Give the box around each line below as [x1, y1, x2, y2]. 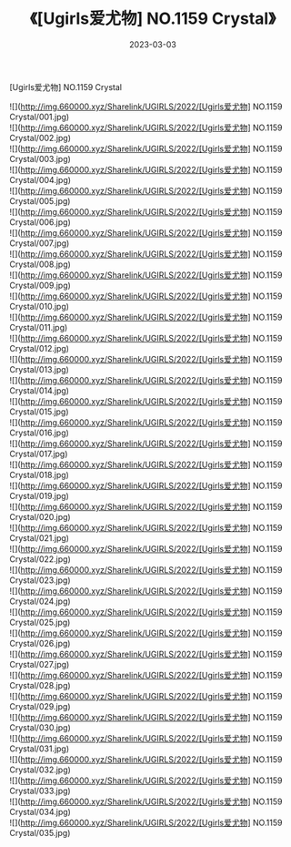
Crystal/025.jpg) [9, 617, 71, 628]
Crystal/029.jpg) [9, 700, 71, 711]
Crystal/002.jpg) [9, 132, 71, 143]
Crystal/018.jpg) [9, 469, 70, 480]
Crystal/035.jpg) [9, 827, 71, 838]
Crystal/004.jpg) [9, 174, 71, 185]
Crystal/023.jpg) [9, 575, 71, 586]
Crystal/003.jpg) [9, 153, 71, 164]
